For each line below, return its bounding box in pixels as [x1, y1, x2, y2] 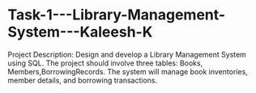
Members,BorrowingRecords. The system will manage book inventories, [7, 66, 248, 76]
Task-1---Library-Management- [7, 6, 226, 24]
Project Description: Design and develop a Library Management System [7, 49, 246, 59]
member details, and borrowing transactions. [7, 75, 158, 85]
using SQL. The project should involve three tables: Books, [7, 58, 203, 68]
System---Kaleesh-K [7, 23, 153, 41]
